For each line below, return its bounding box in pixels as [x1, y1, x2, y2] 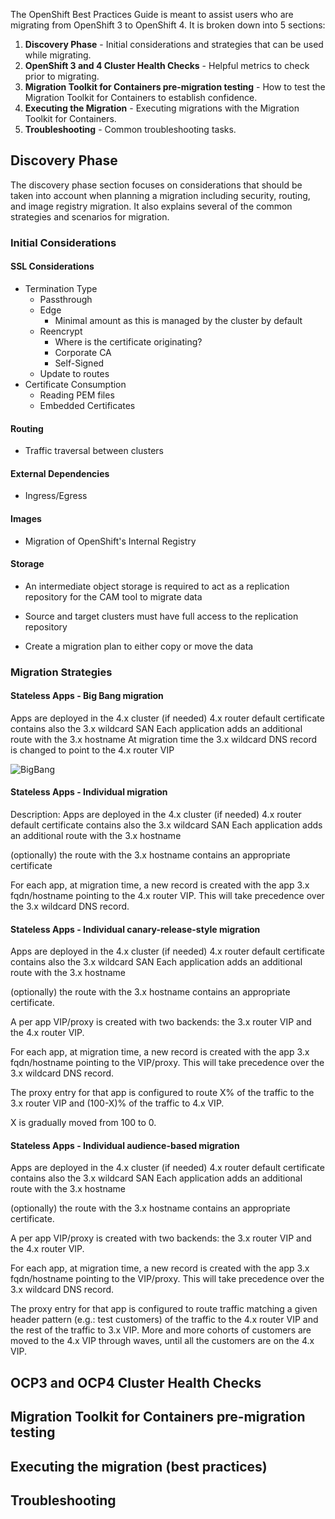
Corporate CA [54, 346, 112, 358]
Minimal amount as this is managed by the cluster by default [54, 314, 303, 326]
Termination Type [24, 282, 98, 294]
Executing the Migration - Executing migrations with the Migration [24, 102, 300, 114]
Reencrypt [39, 325, 83, 337]
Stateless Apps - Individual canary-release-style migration [10, 923, 261, 935]
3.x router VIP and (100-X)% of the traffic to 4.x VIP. [10, 1097, 225, 1109]
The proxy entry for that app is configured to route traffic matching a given [10, 1303, 318, 1315]
